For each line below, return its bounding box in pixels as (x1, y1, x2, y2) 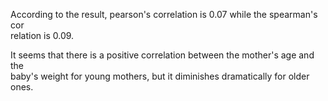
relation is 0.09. (10, 30, 75, 41)
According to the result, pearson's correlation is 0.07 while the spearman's (10, 9, 318, 20)
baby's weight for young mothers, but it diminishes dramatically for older (10, 70, 310, 82)
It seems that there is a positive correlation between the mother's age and (10, 49, 315, 61)
